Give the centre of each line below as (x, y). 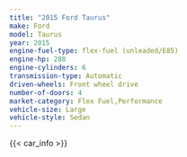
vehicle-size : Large (48, 109)
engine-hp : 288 (38, 59)
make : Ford (30, 26)
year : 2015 (30, 43)
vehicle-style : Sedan (50, 118)
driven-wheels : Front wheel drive (74, 84)
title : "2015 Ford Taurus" (60, 17)
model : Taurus (36, 34)
